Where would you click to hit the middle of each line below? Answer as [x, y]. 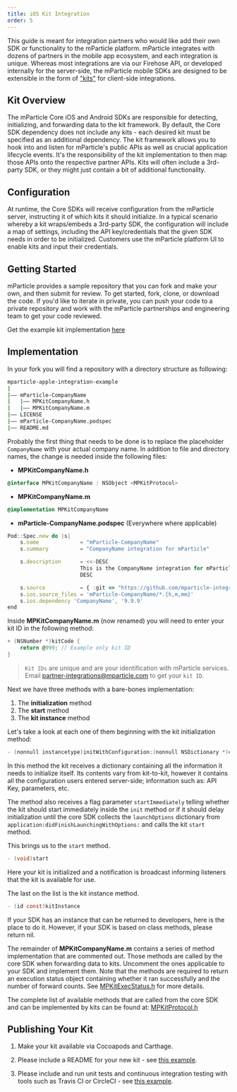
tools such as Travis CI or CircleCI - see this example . [95, 1081]
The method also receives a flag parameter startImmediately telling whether [119, 802]
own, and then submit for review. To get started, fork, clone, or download [113, 293]
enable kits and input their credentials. [63, 247]
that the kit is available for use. [52, 879]
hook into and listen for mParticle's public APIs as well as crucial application [117, 147]
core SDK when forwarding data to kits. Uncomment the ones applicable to [116, 963]
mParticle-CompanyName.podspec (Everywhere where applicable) [117, 523]
